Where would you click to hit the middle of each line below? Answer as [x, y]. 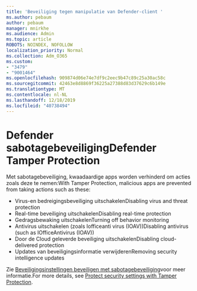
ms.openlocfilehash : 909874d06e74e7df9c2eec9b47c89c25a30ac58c [86, 78]
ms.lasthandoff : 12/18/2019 [41, 100]
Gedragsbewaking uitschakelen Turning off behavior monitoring [92, 220]
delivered [26, 245]
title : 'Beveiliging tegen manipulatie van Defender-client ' [85, 12]
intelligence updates [39, 258]
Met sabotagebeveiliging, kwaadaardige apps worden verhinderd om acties [99, 177]
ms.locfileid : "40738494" [38, 106]
